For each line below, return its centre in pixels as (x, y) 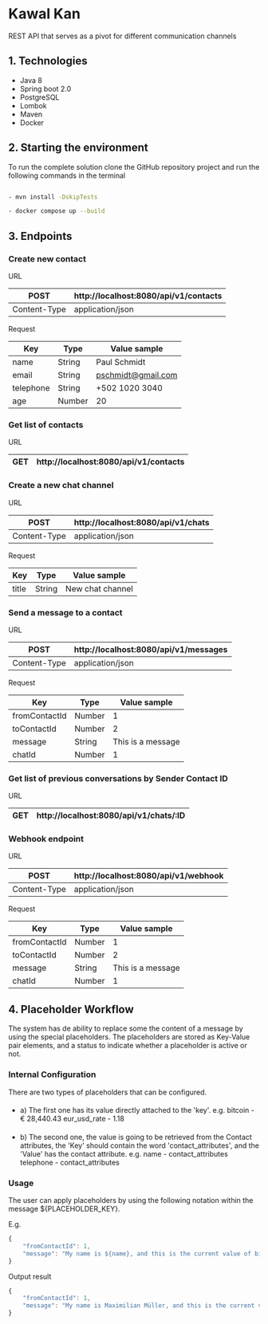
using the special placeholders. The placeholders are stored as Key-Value (129, 1037)
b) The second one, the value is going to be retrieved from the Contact (136, 1137)
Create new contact (47, 258)
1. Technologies (48, 61)
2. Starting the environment (79, 148)
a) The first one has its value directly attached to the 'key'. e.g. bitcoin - (137, 1110)
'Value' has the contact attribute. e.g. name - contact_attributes (124, 1153)
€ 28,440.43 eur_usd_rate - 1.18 (72, 1119)
